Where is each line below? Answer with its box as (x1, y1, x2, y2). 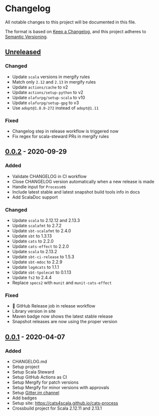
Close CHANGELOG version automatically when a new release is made (12, 178, 155, 184)
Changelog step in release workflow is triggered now (12, 128, 119, 134)
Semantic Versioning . (5, 34, 48, 40)
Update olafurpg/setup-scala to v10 (12, 94, 85, 100)
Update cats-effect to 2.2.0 (12, 243, 69, 249)
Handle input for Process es (12, 184, 66, 190)
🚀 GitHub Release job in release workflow (12, 303, 96, 309)
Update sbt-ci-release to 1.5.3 (12, 254, 75, 260)
